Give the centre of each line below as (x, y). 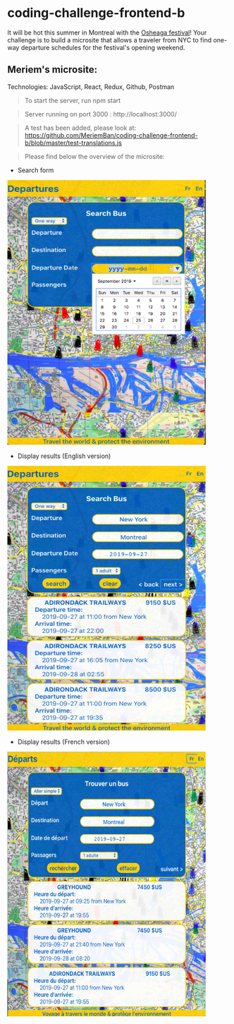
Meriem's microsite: (52, 70)
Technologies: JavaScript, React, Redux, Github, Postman (91, 87)
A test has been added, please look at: (80, 128)
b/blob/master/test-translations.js (73, 143)
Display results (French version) (64, 742)
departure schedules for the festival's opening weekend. (103, 47)
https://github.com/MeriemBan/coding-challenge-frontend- (111, 135)
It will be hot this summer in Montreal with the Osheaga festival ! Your (107, 32)
